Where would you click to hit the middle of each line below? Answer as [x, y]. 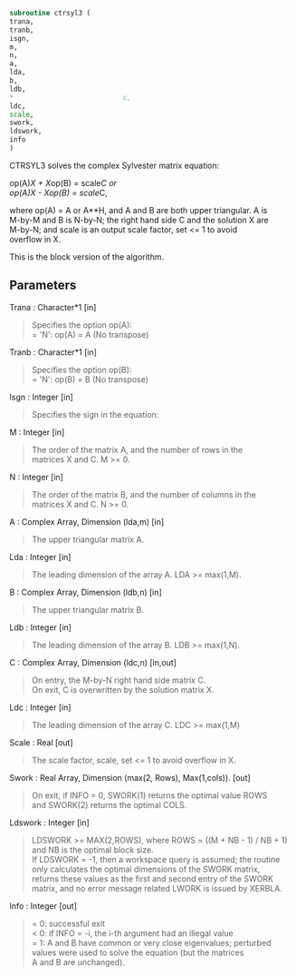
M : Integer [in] [37, 432]
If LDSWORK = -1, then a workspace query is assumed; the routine [156, 859]
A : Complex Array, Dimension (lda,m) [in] [87, 521]
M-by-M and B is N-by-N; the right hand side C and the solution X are [139, 220]
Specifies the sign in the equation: [95, 414]
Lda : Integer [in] [40, 557]
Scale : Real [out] [42, 742]
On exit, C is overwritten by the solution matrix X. [123, 689]
